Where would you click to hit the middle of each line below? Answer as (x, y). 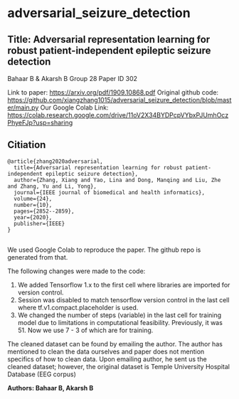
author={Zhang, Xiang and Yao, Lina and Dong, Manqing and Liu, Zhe (117, 180)
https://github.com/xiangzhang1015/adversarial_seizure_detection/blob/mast (119, 100)
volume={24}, (33, 198)
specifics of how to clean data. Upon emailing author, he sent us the (107, 359)
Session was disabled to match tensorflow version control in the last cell (123, 300)
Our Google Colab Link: (74, 107)
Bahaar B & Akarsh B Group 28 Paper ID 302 (72, 79)
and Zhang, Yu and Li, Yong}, (52, 186)
